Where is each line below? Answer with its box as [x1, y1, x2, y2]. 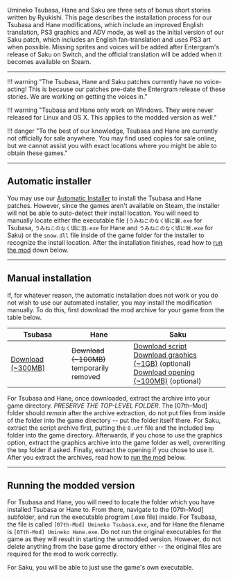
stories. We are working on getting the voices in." [7, 93, 148, 100]
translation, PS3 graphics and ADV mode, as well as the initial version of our [7, 28, 224, 36]
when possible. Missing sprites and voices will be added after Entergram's [7, 43, 220, 51]
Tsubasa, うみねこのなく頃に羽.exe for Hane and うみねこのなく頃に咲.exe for [7, 223, 214, 232]
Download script [133, 341, 187, 351]
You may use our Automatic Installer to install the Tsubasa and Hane [7, 194, 202, 202]
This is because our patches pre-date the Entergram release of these [28, 85, 226, 93]
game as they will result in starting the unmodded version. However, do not [7, 535, 222, 543]
